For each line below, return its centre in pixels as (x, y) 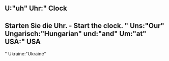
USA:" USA (23, 41)
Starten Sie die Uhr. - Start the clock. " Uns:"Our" (85, 26)
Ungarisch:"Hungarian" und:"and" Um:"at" (76, 33)
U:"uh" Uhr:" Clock (36, 8)
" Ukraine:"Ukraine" (25, 54)
